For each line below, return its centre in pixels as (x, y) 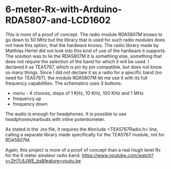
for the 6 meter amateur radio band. (43, 155)
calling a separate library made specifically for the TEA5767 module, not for (85, 134)
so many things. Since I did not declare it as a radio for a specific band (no (84, 72)
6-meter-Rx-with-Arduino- (64, 9)
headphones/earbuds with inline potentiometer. (55, 119)
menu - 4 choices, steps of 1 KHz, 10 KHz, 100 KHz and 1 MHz (78, 93)
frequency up (27, 99)
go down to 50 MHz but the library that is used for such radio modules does (85, 40)
